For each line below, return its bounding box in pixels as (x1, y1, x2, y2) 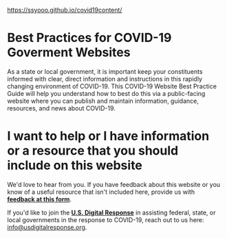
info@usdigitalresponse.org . (7, 223, 87, 231)
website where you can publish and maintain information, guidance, (7, 97, 199, 105)
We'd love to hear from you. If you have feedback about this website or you (7, 180, 221, 188)
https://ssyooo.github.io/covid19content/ (7, 6, 122, 14)
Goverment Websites (7, 45, 131, 61)
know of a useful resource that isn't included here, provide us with (7, 188, 195, 196)
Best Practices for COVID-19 (7, 30, 172, 46)
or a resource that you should (7, 143, 179, 159)
